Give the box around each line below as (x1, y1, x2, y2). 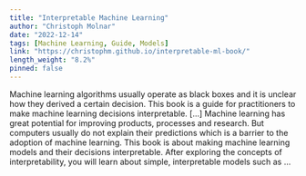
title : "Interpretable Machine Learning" (9, 13, 169, 23)
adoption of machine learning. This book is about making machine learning (9, 137, 291, 148)
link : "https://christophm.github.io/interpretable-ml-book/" (9, 47, 250, 56)
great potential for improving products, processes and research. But (9, 117, 264, 128)
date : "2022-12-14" (9, 30, 84, 39)
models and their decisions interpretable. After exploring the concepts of (9, 146, 282, 157)
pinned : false (9, 64, 64, 73)
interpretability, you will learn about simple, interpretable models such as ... (9, 156, 291, 167)
